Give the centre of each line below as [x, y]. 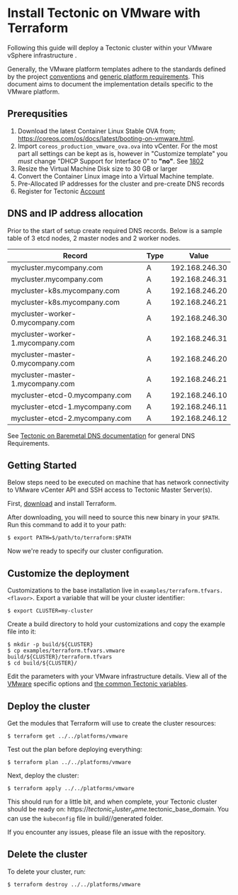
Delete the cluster [47, 854]
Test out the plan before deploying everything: [75, 749]
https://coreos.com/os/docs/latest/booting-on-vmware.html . [106, 138]
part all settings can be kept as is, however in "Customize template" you [123, 153]
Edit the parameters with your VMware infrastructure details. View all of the [117, 676]
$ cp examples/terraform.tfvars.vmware [66, 651]
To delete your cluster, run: [47, 871]
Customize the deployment [68, 573]
